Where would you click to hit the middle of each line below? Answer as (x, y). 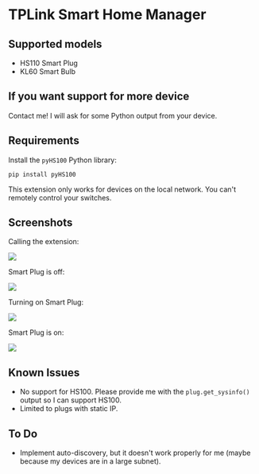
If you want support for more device (99, 97)
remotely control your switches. (60, 197)
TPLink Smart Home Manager (107, 15)
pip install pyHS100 (43, 174)
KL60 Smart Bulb (48, 72)
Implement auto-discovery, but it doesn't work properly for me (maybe (135, 453)
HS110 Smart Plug (48, 63)
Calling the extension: (44, 242)
